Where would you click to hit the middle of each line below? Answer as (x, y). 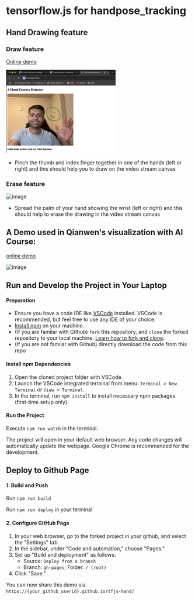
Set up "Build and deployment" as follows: (65, 554)
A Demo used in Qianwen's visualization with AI (95, 232)
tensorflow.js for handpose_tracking (96, 11)
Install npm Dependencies (39, 364)
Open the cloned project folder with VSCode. (69, 377)
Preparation (21, 300)
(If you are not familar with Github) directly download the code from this (101, 344)
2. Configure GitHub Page (38, 523)
